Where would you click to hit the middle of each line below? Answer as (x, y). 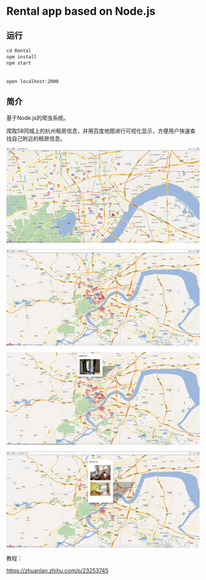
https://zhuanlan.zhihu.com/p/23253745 (57, 570)
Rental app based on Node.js (81, 11)
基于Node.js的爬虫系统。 (38, 117)
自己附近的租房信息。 (38, 138)
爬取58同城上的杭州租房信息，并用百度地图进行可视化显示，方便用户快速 (98, 131)
